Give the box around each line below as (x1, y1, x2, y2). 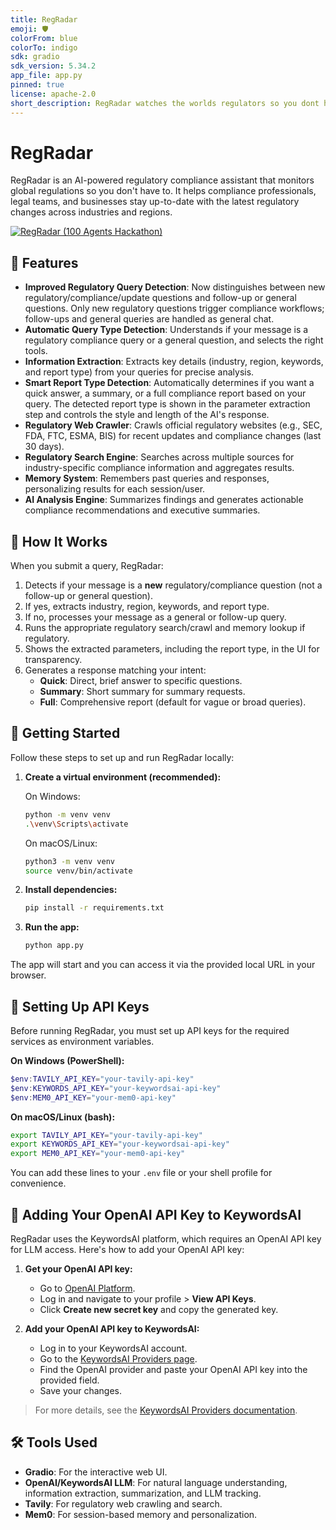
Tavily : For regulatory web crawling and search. (24, 1497, 223, 1510)
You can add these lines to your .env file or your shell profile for (10, 1167, 273, 1179)
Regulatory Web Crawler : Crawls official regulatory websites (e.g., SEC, (24, 419, 323, 431)
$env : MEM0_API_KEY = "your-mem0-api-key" (10, 1092, 177, 1103)
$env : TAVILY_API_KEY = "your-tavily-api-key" (10, 1074, 195, 1084)
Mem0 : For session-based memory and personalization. (24, 1508, 258, 1520)
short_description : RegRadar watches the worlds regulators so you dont (10, 98, 320, 108)
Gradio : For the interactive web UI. (24, 1466, 168, 1478)
